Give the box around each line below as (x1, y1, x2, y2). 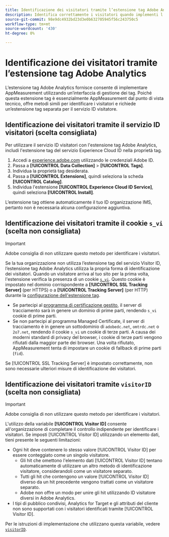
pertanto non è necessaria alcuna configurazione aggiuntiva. (5, 204, 131, 210)
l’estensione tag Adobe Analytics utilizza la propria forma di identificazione (5, 265, 160, 271)
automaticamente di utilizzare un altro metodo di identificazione (20, 463, 152, 469)
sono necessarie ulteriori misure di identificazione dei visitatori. (5, 365, 137, 371)
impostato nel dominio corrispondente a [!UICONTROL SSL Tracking (5, 281, 148, 287)
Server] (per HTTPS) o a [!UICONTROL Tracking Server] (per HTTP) (5, 286, 148, 293)
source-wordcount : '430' (5, 26, 57, 31)
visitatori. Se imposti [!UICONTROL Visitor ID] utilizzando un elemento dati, (5, 431, 160, 437)
